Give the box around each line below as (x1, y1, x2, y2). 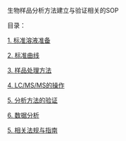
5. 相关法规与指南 (7, 126, 58, 134)
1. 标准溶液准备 (7, 36, 51, 44)
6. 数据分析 (7, 111, 40, 119)
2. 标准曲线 (7, 51, 40, 59)
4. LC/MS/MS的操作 (7, 81, 65, 90)
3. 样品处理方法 (7, 66, 52, 74)
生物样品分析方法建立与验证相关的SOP (7, 6, 119, 14)
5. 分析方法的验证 (7, 96, 58, 104)
